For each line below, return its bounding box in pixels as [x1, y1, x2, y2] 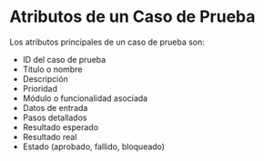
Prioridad [22, 83, 57, 94]
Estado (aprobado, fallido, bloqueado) [22, 141, 166, 152]
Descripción [22, 73, 68, 84]
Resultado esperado [22, 121, 98, 133]
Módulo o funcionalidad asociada [22, 93, 148, 104]
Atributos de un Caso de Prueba [9, 6, 256, 27]
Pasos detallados [22, 112, 87, 123]
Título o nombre [22, 64, 83, 75]
